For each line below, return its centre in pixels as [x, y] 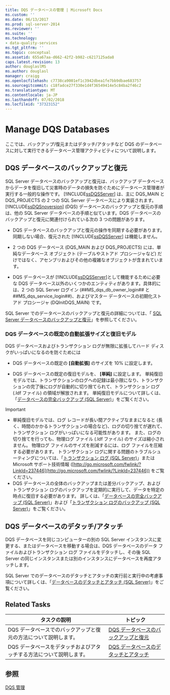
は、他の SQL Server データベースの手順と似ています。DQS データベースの [83, 213]
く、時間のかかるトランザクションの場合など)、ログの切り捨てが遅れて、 [89, 426]
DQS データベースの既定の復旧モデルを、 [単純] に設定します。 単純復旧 [88, 374]
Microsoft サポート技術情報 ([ [43, 465]
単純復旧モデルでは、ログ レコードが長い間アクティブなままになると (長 [88, 420]
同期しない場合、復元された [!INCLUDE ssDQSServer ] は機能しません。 [86, 236]
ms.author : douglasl [27, 72]
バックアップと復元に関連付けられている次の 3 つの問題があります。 [76, 219]
